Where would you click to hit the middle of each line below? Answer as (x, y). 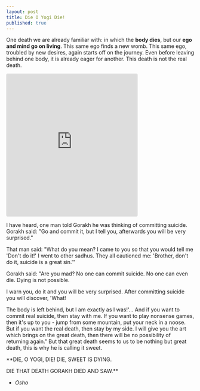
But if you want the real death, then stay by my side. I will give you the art (96, 329)
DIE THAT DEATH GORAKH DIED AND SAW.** (62, 371)
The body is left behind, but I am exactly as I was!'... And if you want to (93, 310)
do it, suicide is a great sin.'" (41, 262)
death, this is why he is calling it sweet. (54, 348)
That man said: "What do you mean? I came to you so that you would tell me (100, 250)
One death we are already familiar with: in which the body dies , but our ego (99, 40)
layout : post (22, 12)
